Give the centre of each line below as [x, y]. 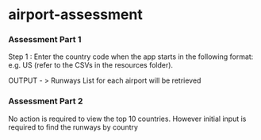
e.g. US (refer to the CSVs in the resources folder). [90, 65]
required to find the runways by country [73, 127]
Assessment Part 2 [46, 101]
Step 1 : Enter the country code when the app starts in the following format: [131, 56]
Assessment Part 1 [45, 40]
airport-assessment [75, 15]
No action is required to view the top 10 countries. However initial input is [127, 119]
